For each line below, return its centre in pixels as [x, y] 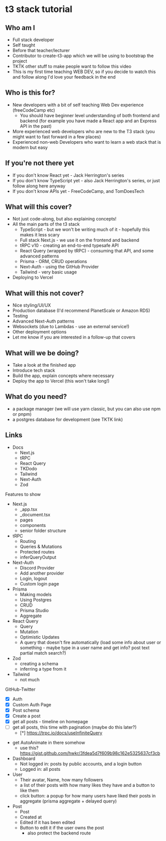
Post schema [26, 710]
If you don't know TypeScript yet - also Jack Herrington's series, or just [86, 180]
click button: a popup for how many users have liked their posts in [88, 796]
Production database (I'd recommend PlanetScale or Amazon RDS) [81, 311]
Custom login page [39, 584]
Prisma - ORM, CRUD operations [53, 261]
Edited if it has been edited [47, 822]
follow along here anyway [39, 186]
